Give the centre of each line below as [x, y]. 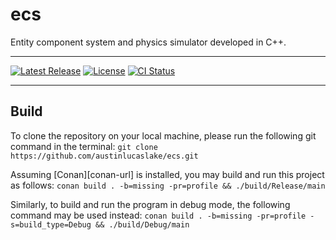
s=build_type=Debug [51, 224]
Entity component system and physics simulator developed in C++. [148, 42]
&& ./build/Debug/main [142, 224]
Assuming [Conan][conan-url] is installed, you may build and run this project [167, 174]
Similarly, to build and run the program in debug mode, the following [150, 204]
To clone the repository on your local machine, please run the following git [163, 135]
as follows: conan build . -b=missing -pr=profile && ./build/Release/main [168, 185]
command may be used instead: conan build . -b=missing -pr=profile [158, 215]
